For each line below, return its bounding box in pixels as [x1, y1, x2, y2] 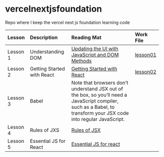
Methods [71, 57, 92, 64]
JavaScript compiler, [71, 97, 119, 104]
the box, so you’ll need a [71, 91, 127, 98]
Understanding [30, 48, 64, 55]
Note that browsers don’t [71, 79, 128, 86]
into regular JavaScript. [71, 116, 125, 122]
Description [30, 34, 58, 41]
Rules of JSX [71, 126, 101, 133]
